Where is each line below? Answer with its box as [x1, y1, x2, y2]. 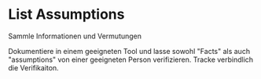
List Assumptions [8, 5, 125, 23]
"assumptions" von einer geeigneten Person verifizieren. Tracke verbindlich [8, 55, 254, 64]
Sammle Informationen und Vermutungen [8, 31, 142, 41]
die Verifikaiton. [8, 63, 59, 72]
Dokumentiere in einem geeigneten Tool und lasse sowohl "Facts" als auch [8, 46, 250, 56]
